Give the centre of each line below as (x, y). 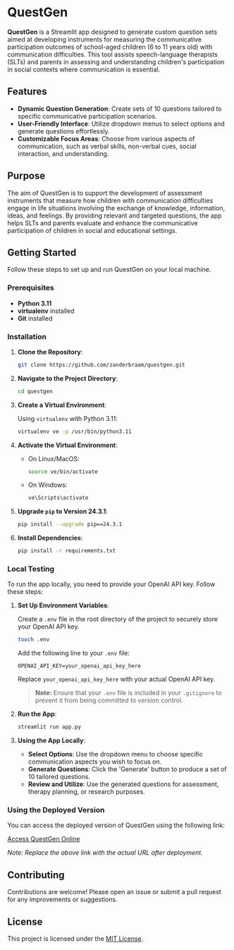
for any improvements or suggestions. (62, 899)
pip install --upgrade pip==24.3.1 (70, 524)
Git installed (35, 318)
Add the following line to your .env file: (74, 653)
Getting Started (42, 253)
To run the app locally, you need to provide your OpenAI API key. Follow (111, 584)
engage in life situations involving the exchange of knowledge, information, (116, 208)
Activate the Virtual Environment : (67, 445)
